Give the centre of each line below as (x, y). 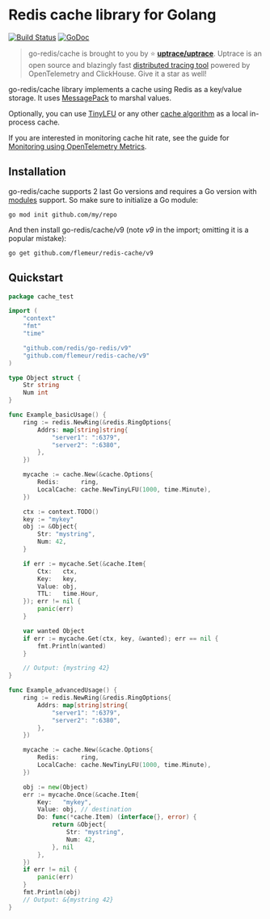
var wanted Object (54, 631)
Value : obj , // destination (84, 810)
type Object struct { (45, 377)
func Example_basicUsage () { (57, 415)
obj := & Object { (51, 527)
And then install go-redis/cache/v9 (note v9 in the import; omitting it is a (129, 230)
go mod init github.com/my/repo (63, 215)
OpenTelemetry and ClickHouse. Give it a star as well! (118, 74)
